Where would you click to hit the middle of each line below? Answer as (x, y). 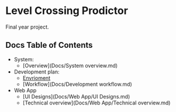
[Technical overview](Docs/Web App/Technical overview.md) (96, 103)
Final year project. (27, 27)
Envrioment (37, 78)
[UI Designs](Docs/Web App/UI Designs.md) (76, 96)
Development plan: (37, 72)
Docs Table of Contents (49, 45)
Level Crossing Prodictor (67, 11)
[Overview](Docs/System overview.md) (70, 65)
